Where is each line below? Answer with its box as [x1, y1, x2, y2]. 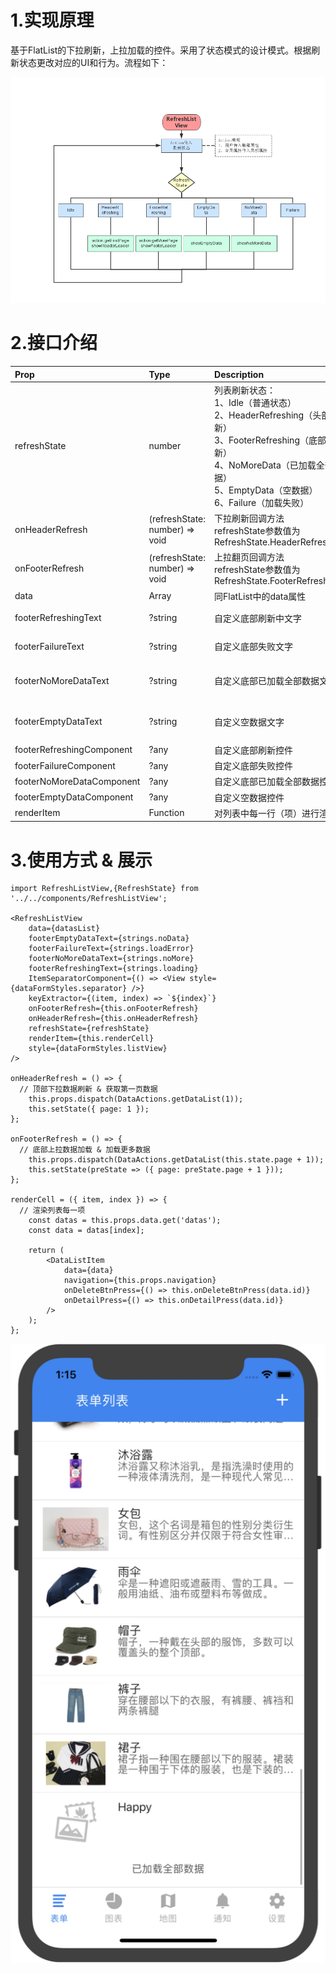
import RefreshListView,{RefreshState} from [10, 884, 199, 894]
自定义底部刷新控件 [214, 744, 294, 756]
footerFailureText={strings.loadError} [28, 944, 195, 954]
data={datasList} [28, 924, 101, 934]
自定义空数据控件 [214, 791, 285, 803]
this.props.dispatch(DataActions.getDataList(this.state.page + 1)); [28, 1155, 325, 1165]
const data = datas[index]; [28, 1226, 145, 1236]
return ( [28, 1246, 65, 1256]
